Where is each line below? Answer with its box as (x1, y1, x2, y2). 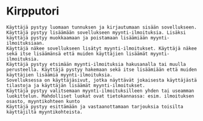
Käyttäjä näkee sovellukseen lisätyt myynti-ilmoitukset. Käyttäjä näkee (6, 45, 198, 51)
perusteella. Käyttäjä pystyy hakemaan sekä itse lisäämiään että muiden (6, 67, 198, 73)
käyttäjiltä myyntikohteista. (6, 109, 83, 115)
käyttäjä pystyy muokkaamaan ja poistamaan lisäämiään (6, 34, 148, 41)
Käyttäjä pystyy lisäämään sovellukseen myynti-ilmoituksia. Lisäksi (6, 29, 187, 36)
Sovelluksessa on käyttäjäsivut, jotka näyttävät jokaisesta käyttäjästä (6, 77, 198, 83)
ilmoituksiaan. (6, 40, 45, 46)
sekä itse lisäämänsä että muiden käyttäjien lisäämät (6, 50, 148, 57)
